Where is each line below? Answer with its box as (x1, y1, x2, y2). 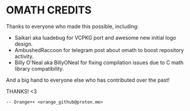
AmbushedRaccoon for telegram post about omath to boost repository (14, 46, 184, 53)
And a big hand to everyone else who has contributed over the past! (6, 77, 170, 84)
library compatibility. (14, 65, 64, 72)
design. (14, 40, 33, 47)
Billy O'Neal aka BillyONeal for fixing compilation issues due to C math (14, 59, 184, 66)
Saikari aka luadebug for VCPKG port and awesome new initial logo (14, 34, 177, 41)
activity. (14, 53, 34, 60)
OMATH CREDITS (6, 4, 92, 17)
